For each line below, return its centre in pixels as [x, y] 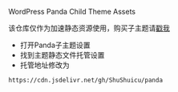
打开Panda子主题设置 [55, 45]
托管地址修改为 [44, 65]
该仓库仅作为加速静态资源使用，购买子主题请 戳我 [89, 28]
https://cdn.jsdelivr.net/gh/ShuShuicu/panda [85, 80]
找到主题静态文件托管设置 [62, 55]
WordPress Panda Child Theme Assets [72, 12]
